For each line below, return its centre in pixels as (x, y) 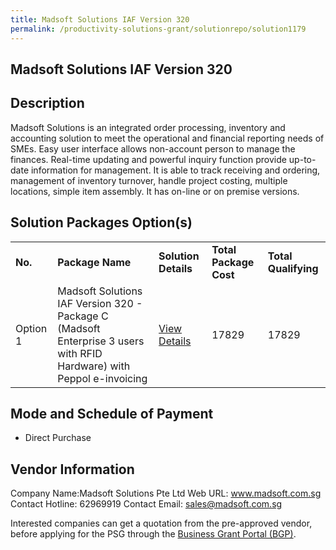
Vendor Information (72, 469)
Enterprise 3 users (101, 341)
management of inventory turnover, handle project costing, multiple (149, 180)
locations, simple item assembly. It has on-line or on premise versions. (155, 191)
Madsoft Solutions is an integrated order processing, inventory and (148, 127)
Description (47, 103)
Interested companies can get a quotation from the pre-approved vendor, (161, 523)
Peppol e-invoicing (102, 378)
